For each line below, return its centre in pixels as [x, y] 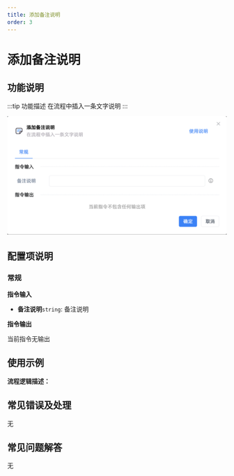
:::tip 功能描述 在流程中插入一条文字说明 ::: [68, 106]
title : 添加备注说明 [34, 15]
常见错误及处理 [39, 405]
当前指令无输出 [29, 338]
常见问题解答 [35, 447]
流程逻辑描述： [29, 381]
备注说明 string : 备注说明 [53, 309]
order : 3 [20, 22]
